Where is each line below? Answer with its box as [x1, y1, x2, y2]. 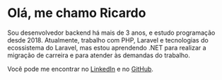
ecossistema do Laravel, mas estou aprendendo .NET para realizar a [7, 43, 206, 52]
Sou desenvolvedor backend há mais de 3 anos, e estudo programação [7, 28, 216, 37]
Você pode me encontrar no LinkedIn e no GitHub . [7, 64, 154, 73]
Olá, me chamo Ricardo [7, 5, 146, 21]
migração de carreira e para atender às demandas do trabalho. [7, 51, 191, 59]
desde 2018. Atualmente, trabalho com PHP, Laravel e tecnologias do [7, 35, 209, 44]
